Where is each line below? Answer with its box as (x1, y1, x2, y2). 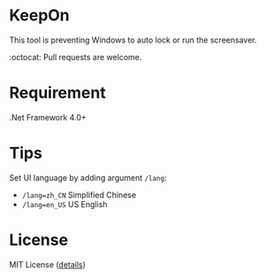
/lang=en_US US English (21, 198, 108, 209)
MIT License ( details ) (9, 259, 87, 270)
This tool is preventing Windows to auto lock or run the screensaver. (9, 35, 258, 45)
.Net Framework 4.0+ (9, 112, 87, 122)
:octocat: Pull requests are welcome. (9, 51, 142, 62)
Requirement (9, 83, 106, 103)
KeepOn (9, 5, 71, 26)
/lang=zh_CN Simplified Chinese (21, 189, 137, 200)
